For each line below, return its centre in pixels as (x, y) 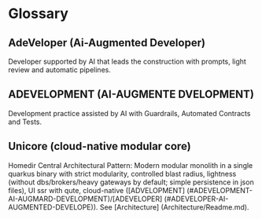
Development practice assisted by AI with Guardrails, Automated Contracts (129, 113)
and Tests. (25, 122)
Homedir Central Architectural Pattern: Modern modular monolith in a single (131, 165)
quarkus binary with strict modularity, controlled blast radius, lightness (122, 173)
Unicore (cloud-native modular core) (100, 146)
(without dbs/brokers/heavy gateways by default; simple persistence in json (131, 182)
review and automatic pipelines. (60, 70)
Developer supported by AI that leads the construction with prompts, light (127, 61)
